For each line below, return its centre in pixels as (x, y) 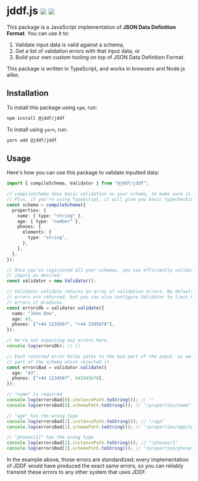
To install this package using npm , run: (52, 107)
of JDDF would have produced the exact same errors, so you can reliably (95, 466)
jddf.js (23, 11)
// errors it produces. (36, 302)
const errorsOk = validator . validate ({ (56, 308)
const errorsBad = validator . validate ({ (57, 367)
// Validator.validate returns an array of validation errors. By (90, 292)
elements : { (37, 232)
